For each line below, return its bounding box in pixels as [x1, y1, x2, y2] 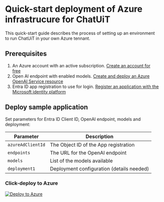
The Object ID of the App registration [49, 141, 135, 148]
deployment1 [7, 166, 36, 172]
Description [85, 133, 114, 140]
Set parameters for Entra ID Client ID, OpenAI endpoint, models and [5, 116, 141, 122]
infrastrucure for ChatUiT [5, 14, 111, 25]
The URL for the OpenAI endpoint [49, 149, 127, 156]
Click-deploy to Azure [5, 180, 58, 187]
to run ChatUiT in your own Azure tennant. [5, 35, 91, 41]
